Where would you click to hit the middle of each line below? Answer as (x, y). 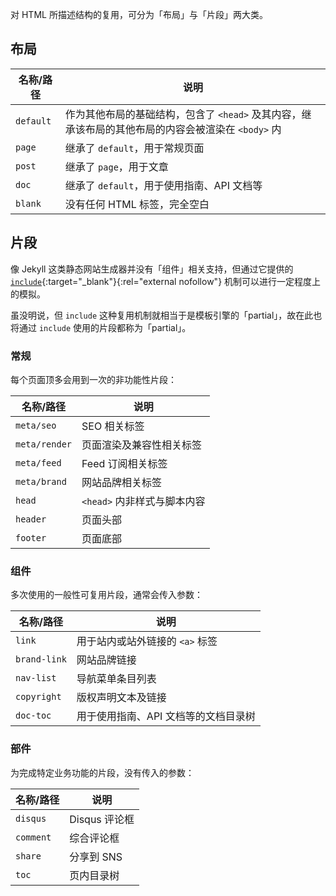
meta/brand (41, 481)
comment (33, 837)
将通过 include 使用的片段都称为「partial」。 (101, 327)
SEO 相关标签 (113, 426)
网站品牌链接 (106, 660)
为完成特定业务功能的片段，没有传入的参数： (102, 772)
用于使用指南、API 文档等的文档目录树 (166, 716)
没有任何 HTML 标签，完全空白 (137, 204)
